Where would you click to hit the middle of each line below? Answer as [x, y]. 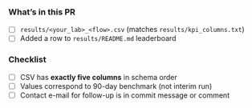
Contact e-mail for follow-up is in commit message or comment [125, 95]
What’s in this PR [42, 12]
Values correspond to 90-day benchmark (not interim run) [116, 86]
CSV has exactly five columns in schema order [99, 77]
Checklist [27, 60]
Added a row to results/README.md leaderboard [98, 38]
